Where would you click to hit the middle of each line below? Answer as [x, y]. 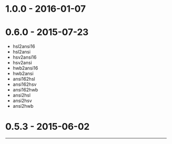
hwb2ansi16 [25, 68]
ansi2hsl [21, 95]
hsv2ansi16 [25, 57]
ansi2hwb [23, 106]
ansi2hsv [22, 101]
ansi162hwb [25, 90]
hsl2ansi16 [24, 46]
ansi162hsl [24, 79]
